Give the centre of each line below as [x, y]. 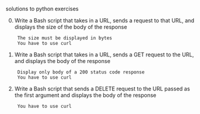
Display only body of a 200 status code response [81, 72]
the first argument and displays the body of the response [85, 95]
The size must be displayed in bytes [65, 38]
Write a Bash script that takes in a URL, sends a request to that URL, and [104, 20]
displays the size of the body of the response [71, 27]
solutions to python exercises [42, 9]
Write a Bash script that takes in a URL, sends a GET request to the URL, [104, 55]
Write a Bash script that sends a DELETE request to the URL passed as [102, 89]
